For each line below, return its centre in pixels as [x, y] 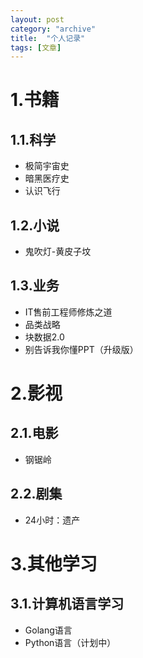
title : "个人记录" [48, 38]
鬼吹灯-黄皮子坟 [58, 252]
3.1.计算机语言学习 [67, 604]
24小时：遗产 [52, 520]
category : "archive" [53, 29]
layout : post [37, 19]
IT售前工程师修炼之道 [68, 312]
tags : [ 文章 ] [36, 47]
